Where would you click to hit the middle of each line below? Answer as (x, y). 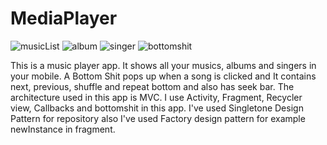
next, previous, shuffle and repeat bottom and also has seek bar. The (152, 86)
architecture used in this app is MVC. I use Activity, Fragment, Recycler (156, 97)
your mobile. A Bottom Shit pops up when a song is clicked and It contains (163, 76)
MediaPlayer (64, 18)
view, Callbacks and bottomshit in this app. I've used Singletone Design (157, 108)
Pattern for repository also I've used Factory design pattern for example (158, 118)
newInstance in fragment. (63, 129)
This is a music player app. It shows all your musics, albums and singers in (163, 65)
